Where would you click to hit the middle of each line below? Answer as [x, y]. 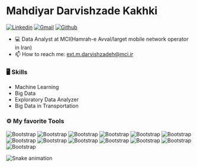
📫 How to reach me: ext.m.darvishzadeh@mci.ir [74, 54]
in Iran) [23, 47]
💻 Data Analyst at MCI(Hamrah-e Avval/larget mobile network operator [101, 39]
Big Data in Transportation [46, 106]
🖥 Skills [17, 72]
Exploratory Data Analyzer [46, 100]
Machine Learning [37, 87]
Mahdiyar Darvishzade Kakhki [82, 11]
